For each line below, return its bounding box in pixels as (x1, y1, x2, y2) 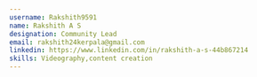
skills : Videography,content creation (9, 54, 153, 63)
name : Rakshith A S (9, 21, 82, 30)
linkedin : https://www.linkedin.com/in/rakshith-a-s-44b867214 (9, 46, 249, 55)
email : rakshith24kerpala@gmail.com (9, 37, 145, 47)
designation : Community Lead (9, 29, 117, 38)
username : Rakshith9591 (9, 12, 98, 22)
